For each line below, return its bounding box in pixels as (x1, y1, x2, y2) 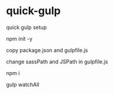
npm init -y (6, 35, 32, 42)
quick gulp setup (6, 24, 47, 31)
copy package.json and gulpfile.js (6, 46, 89, 54)
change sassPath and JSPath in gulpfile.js (6, 58, 108, 65)
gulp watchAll (6, 81, 40, 88)
